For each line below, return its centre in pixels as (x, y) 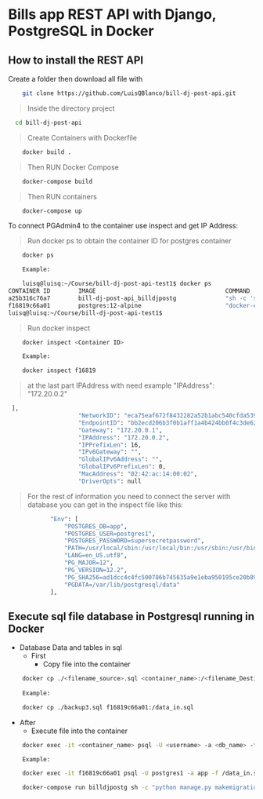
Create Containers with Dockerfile (82, 137)
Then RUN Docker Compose (73, 167)
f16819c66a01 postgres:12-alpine (75, 305)
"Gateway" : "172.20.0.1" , (120, 430)
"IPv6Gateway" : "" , (110, 452)
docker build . (47, 152)
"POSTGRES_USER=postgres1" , (110, 534)
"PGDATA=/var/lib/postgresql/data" (122, 585)
